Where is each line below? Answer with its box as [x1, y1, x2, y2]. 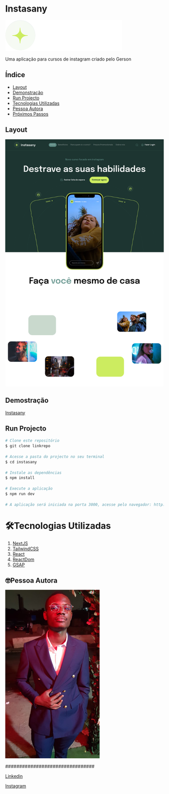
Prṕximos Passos [12, 111, 49, 117]
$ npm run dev [5, 492, 35, 497]
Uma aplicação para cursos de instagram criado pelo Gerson [5, 56, 132, 62]
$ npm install [5, 475, 35, 481]
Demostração [5, 396, 49, 405]
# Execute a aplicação [5, 486, 53, 491]
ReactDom [12, 556, 35, 562]
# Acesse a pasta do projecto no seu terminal [5, 454, 105, 459]
